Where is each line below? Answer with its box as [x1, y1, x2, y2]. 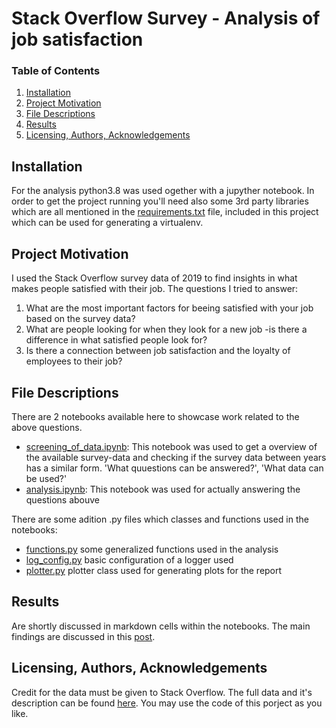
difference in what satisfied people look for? [25, 334, 208, 346]
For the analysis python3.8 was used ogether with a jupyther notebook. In [11, 185, 315, 197]
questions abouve [25, 493, 101, 506]
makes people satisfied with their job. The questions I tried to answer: [11, 283, 299, 295]
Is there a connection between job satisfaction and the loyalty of [25, 345, 291, 357]
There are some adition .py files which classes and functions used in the [11, 513, 309, 525]
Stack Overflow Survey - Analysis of [11, 7, 321, 30]
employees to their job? [25, 355, 123, 367]
